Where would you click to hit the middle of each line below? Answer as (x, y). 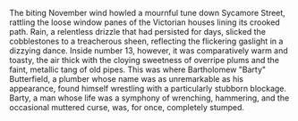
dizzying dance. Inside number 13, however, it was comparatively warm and (149, 51)
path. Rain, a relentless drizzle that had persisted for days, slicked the (138, 32)
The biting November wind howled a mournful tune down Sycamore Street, (148, 13)
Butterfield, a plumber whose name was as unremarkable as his (127, 79)
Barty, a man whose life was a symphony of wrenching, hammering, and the (149, 98)
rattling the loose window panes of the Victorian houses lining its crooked (145, 22)
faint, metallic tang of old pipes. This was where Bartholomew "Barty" (138, 69)
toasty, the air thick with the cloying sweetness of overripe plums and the (145, 60)
